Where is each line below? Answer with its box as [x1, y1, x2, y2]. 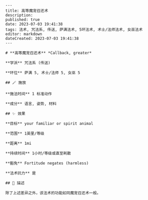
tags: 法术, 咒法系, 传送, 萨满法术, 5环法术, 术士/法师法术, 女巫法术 [5, 27, 143, 32]
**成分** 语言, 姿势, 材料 [5, 101, 57, 106]
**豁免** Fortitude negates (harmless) [5, 161, 89, 166]
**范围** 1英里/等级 [5, 131, 45, 136]
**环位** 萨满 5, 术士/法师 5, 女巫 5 [5, 70, 80, 75]
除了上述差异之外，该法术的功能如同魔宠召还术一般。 [5, 190, 101, 195]
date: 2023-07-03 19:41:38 [5, 21, 63, 27]
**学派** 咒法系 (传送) [5, 60, 51, 65]
